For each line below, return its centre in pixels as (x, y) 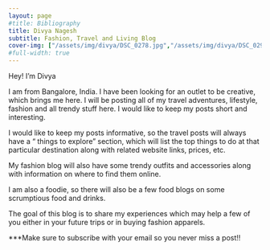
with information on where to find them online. (85, 174)
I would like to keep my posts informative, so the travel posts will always (127, 133)
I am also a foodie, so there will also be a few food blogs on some (117, 189)
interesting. (27, 117)
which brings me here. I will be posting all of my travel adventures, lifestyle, (133, 100)
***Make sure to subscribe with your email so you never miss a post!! (125, 238)
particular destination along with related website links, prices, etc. (117, 150)
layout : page (30, 16)
